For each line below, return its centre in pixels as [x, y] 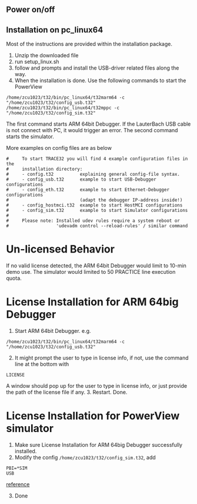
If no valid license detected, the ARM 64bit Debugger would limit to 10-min [96, 266]
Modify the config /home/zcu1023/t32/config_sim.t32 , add [85, 457]
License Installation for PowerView [93, 416]
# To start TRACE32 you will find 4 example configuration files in [97, 159]
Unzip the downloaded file [46, 55]
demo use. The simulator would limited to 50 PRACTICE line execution [91, 272]
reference [18, 485]
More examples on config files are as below [59, 148]
